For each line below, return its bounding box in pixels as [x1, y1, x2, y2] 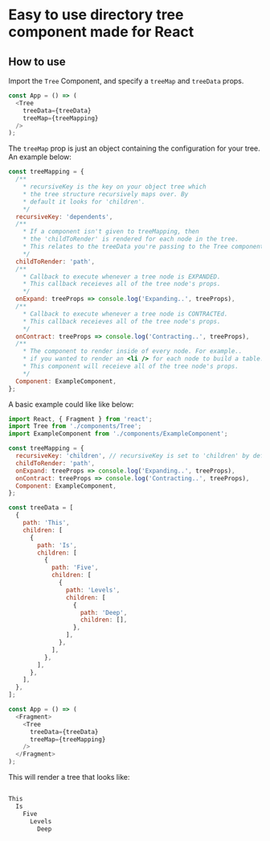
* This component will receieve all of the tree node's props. [22, 362, 239, 370]
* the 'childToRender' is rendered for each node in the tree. [22, 235, 239, 243]
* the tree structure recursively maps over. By [22, 190, 189, 198]
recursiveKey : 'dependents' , [15, 212, 113, 221]
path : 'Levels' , [65, 586, 121, 594]
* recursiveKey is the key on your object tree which [22, 183, 207, 191]
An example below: [8, 152, 72, 162]
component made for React [8, 23, 194, 41]
